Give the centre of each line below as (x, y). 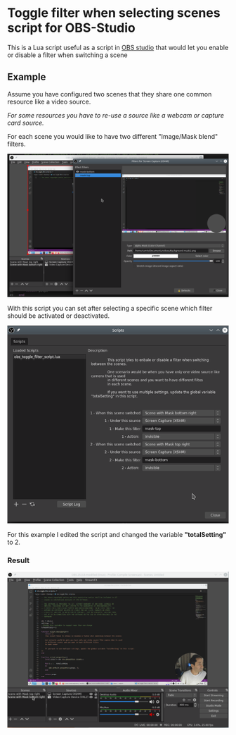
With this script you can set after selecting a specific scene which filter (110, 309)
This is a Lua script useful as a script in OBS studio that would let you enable (118, 47)
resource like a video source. (49, 101)
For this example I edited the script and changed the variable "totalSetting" (117, 534)
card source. (26, 123)
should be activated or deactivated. (59, 316)
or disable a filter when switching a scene (67, 55)
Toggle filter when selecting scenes (114, 13)
